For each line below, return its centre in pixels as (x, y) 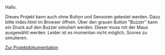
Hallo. (11, 7)
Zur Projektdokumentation (32, 47)
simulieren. (16, 38)
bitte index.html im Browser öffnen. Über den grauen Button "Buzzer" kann (82, 22)
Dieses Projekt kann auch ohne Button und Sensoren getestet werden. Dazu (83, 17)
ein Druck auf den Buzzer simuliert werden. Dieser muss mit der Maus (77, 27)
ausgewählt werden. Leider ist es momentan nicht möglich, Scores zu (76, 32)
